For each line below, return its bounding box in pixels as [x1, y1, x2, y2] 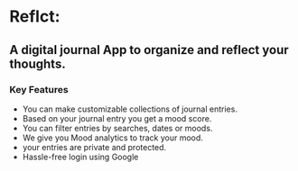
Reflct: [9, 6, 61, 27]
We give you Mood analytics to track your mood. [22, 132, 203, 143]
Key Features [9, 83, 70, 95]
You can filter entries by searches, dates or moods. [22, 122, 213, 133]
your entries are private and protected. [22, 141, 167, 152]
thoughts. [9, 56, 66, 71]
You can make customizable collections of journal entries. [22, 103, 237, 114]
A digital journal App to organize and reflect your [9, 42, 289, 58]
